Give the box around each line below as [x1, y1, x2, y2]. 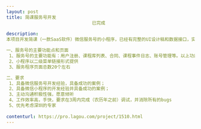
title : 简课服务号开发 [6, 14, 57, 20]
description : [6, 31, 39, 37]
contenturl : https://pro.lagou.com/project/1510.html [6, 113, 144, 119]
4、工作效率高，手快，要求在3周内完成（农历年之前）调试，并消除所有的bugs [8, 97, 172, 103]
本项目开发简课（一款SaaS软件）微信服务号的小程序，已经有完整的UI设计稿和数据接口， [6, 36, 191, 42]
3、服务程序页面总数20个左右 [8, 64, 71, 70]
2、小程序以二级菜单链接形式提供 [8, 58, 79, 64]
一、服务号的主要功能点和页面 [6, 47, 69, 54]
